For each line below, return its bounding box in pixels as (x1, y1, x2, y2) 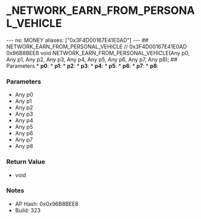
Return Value (6, 158, 45, 166)
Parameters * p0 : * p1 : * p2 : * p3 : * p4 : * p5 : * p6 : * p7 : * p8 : (6, 62, 159, 70)
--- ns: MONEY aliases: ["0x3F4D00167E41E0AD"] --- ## (6, 36, 149, 44)
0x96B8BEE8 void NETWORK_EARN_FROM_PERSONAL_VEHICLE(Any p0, (6, 49, 190, 56)
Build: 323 (14, 206, 41, 214)
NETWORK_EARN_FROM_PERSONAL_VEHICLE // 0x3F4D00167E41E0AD (6, 43, 187, 50)
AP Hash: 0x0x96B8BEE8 (14, 200, 79, 208)
